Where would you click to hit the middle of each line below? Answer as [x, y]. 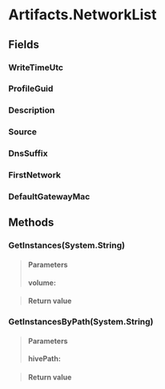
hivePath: [44, 358]
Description [32, 110]
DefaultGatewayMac [49, 197]
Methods [31, 223]
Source [23, 132]
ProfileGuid [31, 88]
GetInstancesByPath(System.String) [81, 321]
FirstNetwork [35, 175]
